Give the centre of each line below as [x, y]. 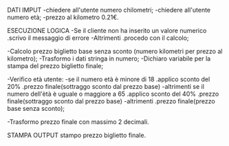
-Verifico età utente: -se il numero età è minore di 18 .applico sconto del [109, 79]
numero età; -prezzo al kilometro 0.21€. [63, 17]
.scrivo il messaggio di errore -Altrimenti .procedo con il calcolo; [98, 38]
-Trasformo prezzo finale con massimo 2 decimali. [78, 122]
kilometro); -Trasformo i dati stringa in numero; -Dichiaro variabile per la [109, 59]
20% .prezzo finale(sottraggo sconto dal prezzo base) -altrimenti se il [106, 86]
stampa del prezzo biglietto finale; [55, 66]
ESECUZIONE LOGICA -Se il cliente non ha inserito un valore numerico [107, 31]
